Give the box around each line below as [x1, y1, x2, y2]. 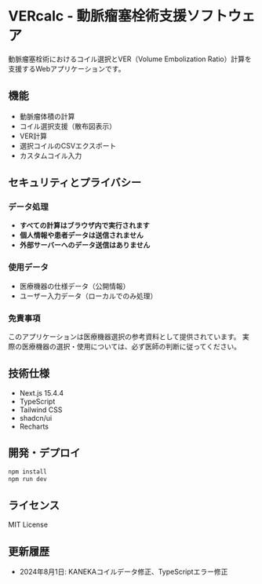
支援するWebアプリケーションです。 [8, 64, 126, 73]
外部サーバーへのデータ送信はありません [19, 240, 151, 250]
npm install [8, 468, 47, 476]
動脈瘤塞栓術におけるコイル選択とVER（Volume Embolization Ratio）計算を [8, 54, 253, 64]
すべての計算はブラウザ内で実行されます [19, 221, 151, 230]
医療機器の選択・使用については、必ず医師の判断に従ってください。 [21, 342, 242, 352]
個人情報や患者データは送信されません [19, 231, 144, 240]
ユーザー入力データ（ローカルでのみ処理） [19, 291, 158, 301]
